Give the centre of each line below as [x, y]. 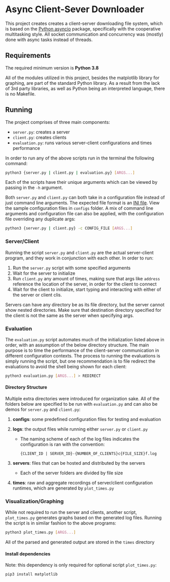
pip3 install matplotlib [31, 574]
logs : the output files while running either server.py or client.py [80, 429]
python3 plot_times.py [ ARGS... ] [41, 532]
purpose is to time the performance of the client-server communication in [82, 350]
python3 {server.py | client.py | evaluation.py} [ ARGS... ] [70, 173]
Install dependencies [28, 554]
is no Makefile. [21, 94]
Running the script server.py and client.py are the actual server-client [79, 252]
